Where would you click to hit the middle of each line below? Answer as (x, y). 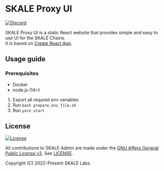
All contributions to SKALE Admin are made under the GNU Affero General (82, 148)
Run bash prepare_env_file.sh (44, 105)
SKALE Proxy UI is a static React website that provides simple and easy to (82, 32)
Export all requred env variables (46, 99)
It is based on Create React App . (39, 43)
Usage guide (25, 59)
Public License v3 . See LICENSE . (39, 153)
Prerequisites (22, 74)
